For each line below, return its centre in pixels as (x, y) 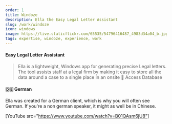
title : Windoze (21, 15)
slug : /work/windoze (27, 24)
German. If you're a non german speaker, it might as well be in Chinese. (81, 106)
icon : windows (20, 29)
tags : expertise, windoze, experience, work (53, 39)
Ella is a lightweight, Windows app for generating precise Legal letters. (92, 67)
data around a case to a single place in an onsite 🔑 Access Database (90, 77)
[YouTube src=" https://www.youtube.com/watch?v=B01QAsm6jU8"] (77, 116)
